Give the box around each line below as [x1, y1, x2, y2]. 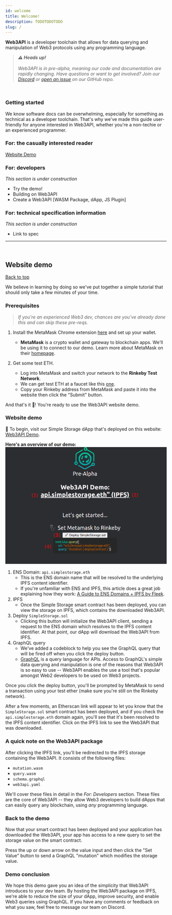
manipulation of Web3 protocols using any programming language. [5, 45, 146, 51]
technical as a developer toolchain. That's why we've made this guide [5, 116, 153, 122]
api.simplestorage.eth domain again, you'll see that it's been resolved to [5, 714, 160, 720]
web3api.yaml [12, 782, 41, 787]
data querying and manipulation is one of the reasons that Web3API [20, 662, 163, 668]
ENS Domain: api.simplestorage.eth [12, 569, 91, 576]
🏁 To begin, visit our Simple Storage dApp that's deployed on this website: [5, 425, 162, 432]
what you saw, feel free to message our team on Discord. [5, 904, 126, 910]
